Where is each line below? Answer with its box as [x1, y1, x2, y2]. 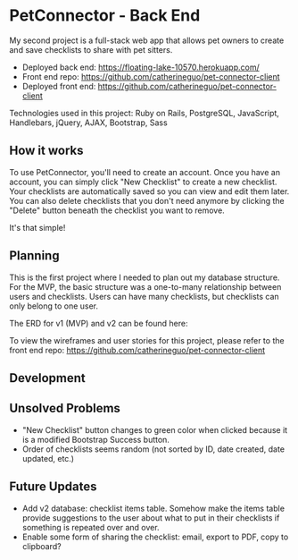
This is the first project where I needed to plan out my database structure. [9, 272, 280, 283]
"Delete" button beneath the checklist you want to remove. [9, 205, 225, 216]
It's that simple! [9, 222, 66, 233]
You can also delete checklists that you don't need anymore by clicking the [9, 195, 285, 206]
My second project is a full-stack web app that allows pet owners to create [9, 35, 285, 46]
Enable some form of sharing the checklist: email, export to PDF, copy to [21, 531, 289, 542]
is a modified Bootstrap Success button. [21, 434, 170, 445]
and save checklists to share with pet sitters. [9, 44, 173, 55]
